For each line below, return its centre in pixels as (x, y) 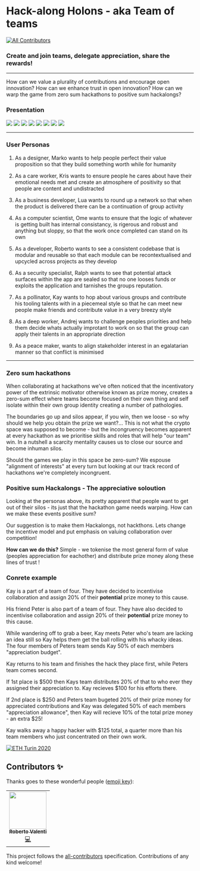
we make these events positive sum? (51, 514)
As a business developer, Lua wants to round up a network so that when (103, 200)
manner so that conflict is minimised (59, 352)
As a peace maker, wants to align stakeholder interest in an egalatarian (101, 345)
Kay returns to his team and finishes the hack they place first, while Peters (97, 664)
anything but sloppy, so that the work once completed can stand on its (101, 231)
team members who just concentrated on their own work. (76, 737)
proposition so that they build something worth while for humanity (96, 164)
